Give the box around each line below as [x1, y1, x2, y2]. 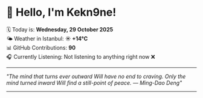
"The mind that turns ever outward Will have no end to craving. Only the [6, 73, 186, 80]
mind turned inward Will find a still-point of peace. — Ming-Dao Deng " [6, 79, 182, 87]
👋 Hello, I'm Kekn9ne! [6, 5, 117, 19]
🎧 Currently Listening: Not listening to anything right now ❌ [6, 53, 155, 60]
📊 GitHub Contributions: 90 [6, 44, 76, 51]
